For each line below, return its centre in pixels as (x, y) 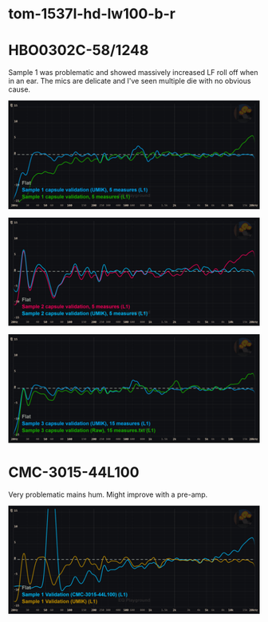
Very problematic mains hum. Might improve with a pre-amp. (108, 494)
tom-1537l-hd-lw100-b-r (92, 14)
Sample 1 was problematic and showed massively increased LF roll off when (133, 73)
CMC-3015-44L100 (74, 472)
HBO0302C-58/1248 (79, 51)
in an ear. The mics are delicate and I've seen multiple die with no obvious (130, 81)
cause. (19, 89)
